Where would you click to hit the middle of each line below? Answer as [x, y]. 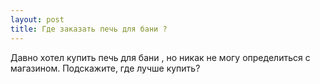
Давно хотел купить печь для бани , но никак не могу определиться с [160, 57]
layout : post [37, 19]
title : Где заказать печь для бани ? [89, 29]
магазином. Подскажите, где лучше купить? [105, 68]
